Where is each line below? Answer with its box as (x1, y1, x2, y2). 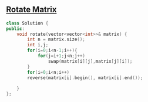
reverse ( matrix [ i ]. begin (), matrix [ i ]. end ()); (27, 74, 143, 81)
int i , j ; (27, 42, 49, 48)
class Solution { (6, 20, 49, 26)
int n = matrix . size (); (27, 36, 85, 43)
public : (6, 26, 25, 32)
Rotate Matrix (6, 5, 57, 15)
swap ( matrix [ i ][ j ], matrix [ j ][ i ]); (48, 58, 133, 64)
